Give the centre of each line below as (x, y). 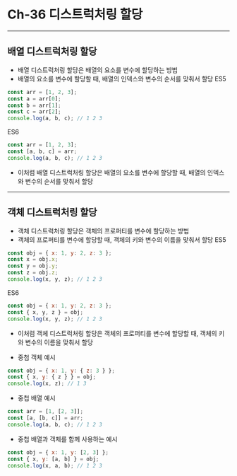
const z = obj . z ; (33, 273)
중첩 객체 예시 (36, 357)
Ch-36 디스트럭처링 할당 (75, 14)
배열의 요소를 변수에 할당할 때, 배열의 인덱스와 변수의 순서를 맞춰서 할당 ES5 (122, 79)
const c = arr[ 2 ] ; (34, 112)
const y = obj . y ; (33, 266)
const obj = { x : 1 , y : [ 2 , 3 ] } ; (58, 452)
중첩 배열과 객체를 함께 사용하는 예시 (67, 439)
